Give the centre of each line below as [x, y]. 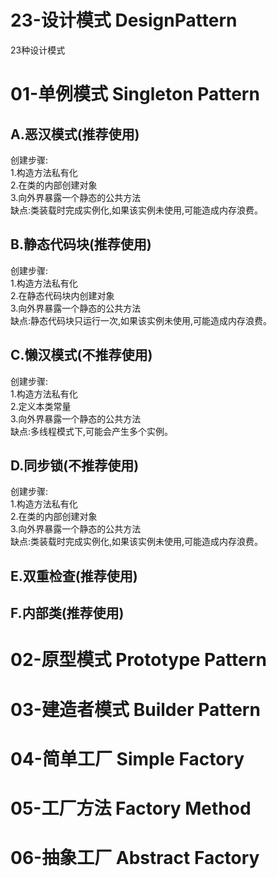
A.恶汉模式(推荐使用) [75, 134]
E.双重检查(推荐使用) [74, 576]
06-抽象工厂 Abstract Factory [135, 858]
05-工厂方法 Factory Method [131, 808]
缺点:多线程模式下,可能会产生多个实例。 [92, 431]
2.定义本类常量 [41, 406]
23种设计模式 [38, 50]
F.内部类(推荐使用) [67, 613]
